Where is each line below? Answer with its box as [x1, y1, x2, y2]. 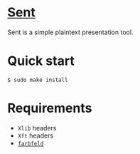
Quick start [7, 53, 75, 69]
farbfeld [17, 140, 44, 147]
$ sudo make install [7, 76, 69, 83]
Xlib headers [17, 123, 57, 132]
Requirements [7, 101, 92, 116]
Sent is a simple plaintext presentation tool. [7, 28, 134, 36]
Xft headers [17, 131, 54, 140]
